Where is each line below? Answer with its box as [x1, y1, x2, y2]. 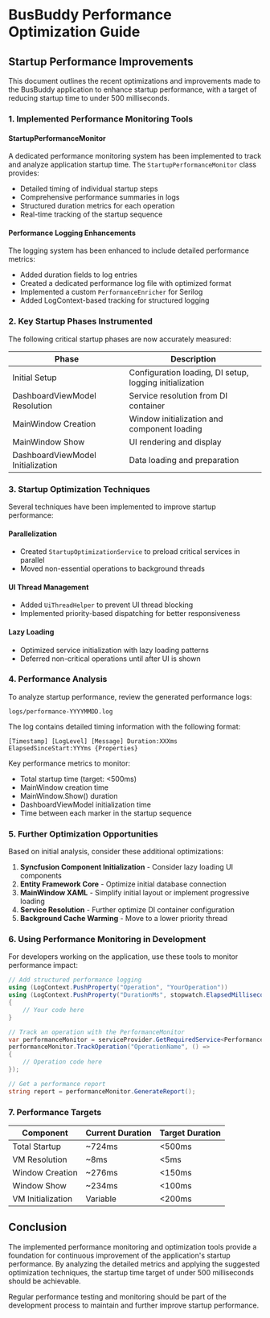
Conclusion [8, 1221, 67, 1234]
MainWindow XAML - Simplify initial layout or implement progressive [19, 888, 250, 898]
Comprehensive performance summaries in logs [19, 192, 180, 202]
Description [170, 353, 217, 364]
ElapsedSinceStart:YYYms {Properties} [8, 744, 138, 752]
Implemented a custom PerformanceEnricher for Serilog [19, 287, 203, 297]
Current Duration [85, 1127, 152, 1138]
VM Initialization [12, 1193, 73, 1204]
